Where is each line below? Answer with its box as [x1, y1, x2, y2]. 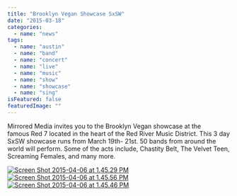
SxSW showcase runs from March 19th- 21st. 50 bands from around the [7, 137, 216, 145]
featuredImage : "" [7, 103, 62, 110]
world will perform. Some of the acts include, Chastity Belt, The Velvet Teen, [7, 144, 230, 153]
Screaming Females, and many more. [7, 151, 116, 160]
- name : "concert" [13, 57, 69, 64]
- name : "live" [13, 63, 59, 70]
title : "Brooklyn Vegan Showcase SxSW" [7, 10, 125, 18]
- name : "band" [13, 50, 59, 57]
